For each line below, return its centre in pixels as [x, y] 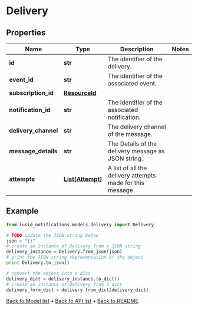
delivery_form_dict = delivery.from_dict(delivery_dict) [77, 290]
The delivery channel [137, 127]
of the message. [130, 134]
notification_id [30, 110]
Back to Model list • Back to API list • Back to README [72, 301]
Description [137, 49]
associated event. [132, 83]
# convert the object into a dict [49, 273]
